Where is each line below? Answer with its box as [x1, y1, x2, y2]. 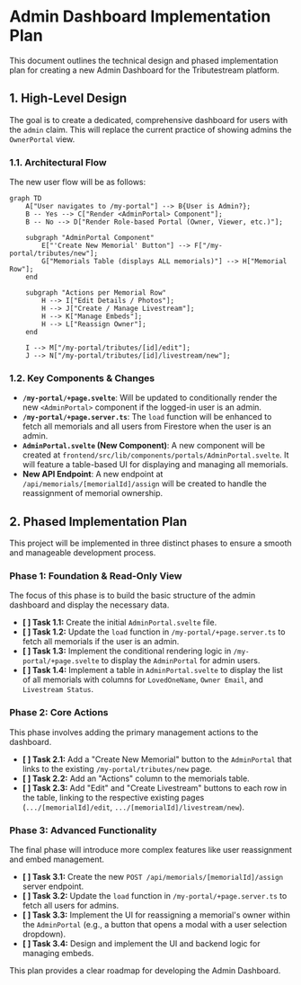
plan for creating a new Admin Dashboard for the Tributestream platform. [9, 65, 280, 75]
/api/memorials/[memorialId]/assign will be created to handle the [22, 478, 267, 489]
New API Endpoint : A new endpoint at [22, 469, 164, 480]
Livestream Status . [22, 684, 94, 695]
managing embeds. [22, 948, 94, 959]
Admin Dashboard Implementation [9, 6, 271, 27]
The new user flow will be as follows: [9, 177, 146, 188]
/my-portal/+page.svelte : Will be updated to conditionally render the [22, 393, 278, 404]
